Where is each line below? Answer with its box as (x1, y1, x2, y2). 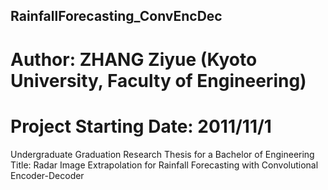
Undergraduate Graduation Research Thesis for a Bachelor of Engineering (10, 148, 315, 160)
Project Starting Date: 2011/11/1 (10, 115, 272, 138)
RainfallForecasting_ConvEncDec (10, 8, 223, 25)
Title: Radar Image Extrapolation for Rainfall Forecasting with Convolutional (10, 159, 319, 171)
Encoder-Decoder (10, 169, 85, 181)
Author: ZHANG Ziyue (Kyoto (10, 48, 258, 71)
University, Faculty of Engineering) (10, 69, 307, 92)
